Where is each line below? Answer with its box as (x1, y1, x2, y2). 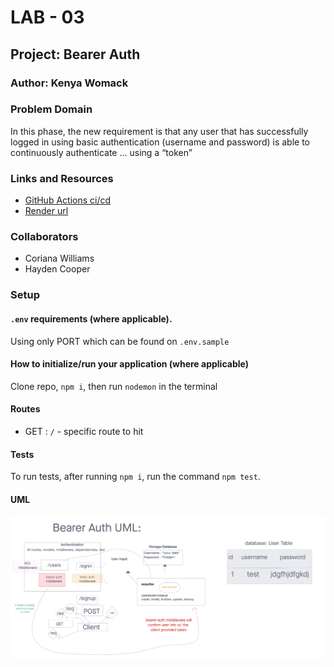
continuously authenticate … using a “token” (10, 146, 193, 158)
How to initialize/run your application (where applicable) (10, 358, 249, 370)
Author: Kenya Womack (10, 76, 129, 90)
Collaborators (10, 230, 79, 244)
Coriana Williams (24, 252, 95, 265)
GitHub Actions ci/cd (24, 194, 112, 206)
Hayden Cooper (24, 263, 91, 275)
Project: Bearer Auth (10, 46, 141, 63)
